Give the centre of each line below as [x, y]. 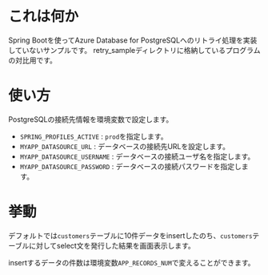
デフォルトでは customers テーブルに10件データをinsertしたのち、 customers [130, 235]
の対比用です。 [33, 60]
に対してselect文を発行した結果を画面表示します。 [112, 245]
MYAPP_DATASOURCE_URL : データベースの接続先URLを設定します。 [125, 146]
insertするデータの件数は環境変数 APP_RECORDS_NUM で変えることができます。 [132, 262]
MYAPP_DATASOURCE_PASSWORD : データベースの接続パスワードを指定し [130, 166]
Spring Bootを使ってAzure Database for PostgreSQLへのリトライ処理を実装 [133, 40]
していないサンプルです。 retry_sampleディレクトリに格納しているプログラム [134, 50]
